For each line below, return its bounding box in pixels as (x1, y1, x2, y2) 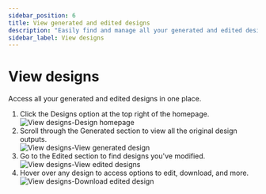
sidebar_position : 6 (8, 11, 77, 20)
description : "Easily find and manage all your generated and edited (8, 26, 243, 34)
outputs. (19, 135, 47, 144)
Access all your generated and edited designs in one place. (8, 94, 202, 104)
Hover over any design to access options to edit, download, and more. (19, 168, 249, 178)
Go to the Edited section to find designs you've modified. (19, 151, 206, 161)
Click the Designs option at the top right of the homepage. (19, 109, 210, 119)
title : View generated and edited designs (8, 19, 150, 27)
